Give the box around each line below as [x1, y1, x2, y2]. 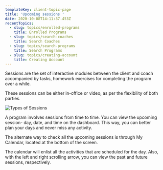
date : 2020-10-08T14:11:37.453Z [5, 16, 71, 21]
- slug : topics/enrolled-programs [9, 25, 80, 30]
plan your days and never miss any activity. [5, 125, 93, 131]
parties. [5, 96, 21, 102]
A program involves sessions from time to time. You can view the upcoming [5, 114, 158, 120]
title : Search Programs [14, 48, 63, 53]
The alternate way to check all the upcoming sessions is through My [5, 134, 143, 140]
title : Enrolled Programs [14, 30, 67, 35]
